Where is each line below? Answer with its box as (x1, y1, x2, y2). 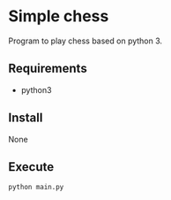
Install (8, 111, 43, 126)
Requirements (8, 61, 87, 76)
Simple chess (8, 6, 109, 27)
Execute (8, 159, 55, 174)
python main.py (8, 183, 64, 192)
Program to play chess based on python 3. (8, 35, 163, 46)
